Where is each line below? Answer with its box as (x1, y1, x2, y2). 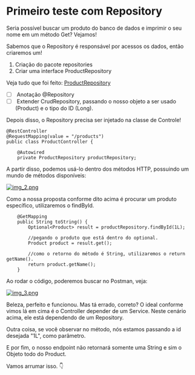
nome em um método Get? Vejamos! (6, 30, 97, 38)
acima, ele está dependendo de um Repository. (6, 314, 124, 322)
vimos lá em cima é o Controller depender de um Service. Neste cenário (6, 308, 187, 315)
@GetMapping (17, 214, 47, 220)
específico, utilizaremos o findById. (6, 202, 94, 209)
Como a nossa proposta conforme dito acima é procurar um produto (6, 196, 177, 203)
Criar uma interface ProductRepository (15, 67, 112, 74)
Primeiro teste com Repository (6, 4, 162, 18)
